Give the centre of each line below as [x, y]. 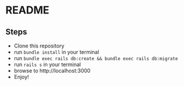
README [27, 10]
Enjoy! [21, 77]
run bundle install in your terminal [57, 52]
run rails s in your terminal [47, 64]
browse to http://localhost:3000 [52, 70]
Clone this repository [39, 46]
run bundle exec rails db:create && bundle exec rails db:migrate [96, 58]
